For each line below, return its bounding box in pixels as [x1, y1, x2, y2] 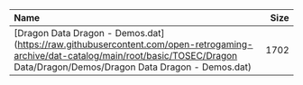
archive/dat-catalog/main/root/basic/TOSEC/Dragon [14, 50, 238, 61]
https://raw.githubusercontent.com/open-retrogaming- [17, 38, 253, 51]
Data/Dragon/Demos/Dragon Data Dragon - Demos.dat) [14, 61, 252, 73]
